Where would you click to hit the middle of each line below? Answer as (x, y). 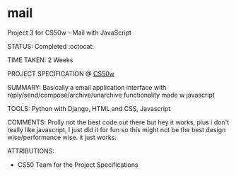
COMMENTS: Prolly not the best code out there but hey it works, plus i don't (118, 122)
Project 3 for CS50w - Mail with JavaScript (70, 33)
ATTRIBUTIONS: (31, 151)
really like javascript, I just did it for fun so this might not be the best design (117, 129)
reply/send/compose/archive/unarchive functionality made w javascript (111, 95)
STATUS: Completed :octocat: (51, 46)
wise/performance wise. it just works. (62, 137)
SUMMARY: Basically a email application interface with (87, 87)
